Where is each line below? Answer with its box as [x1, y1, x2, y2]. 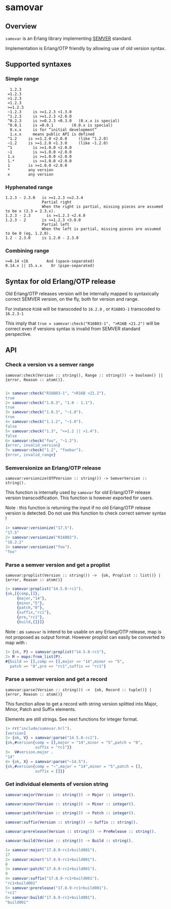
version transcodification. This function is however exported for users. [5, 495, 153, 501]
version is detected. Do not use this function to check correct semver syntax [5, 510, 166, 517]
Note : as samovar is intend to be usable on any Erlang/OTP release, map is [5, 628, 162, 634]
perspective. [5, 331, 32, 337]
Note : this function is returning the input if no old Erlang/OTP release [5, 505, 151, 511]
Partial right [41, 200, 72, 205]
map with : [5, 640, 28, 646]
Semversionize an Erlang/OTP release [5, 464, 101, 471]
